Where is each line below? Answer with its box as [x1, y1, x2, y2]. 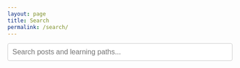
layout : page [7, 10, 46, 18]
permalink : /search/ [7, 23, 69, 30]
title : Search [7, 17, 50, 24]
